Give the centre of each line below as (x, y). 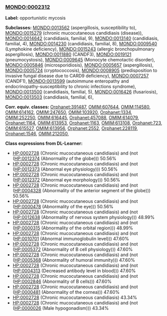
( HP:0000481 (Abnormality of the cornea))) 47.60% (66, 292)
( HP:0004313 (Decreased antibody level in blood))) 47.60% (74, 271)
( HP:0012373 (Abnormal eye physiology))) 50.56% (65, 169)
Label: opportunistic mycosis (36, 18)
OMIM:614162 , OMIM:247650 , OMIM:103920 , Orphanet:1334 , (69, 112)
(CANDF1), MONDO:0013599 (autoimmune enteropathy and (67, 81)
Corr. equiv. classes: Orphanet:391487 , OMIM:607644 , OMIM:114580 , (78, 107)
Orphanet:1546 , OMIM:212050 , (37, 134)
